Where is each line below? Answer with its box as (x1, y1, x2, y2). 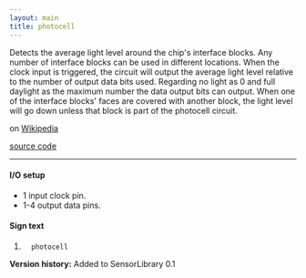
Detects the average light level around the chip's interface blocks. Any (9, 46, 273, 57)
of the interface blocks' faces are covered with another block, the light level (9, 95, 293, 106)
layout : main (9, 13, 59, 23)
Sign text (9, 221, 45, 232)
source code (9, 140, 57, 151)
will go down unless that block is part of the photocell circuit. (9, 105, 239, 116)
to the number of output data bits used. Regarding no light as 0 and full (9, 76, 276, 87)
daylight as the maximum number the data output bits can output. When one (9, 86, 296, 97)
